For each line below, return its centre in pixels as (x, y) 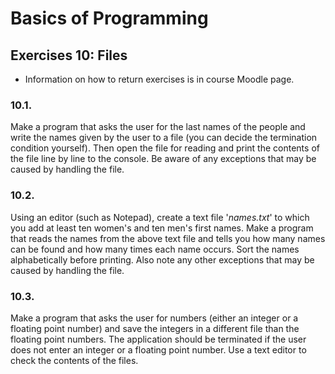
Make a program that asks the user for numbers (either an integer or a (154, 318)
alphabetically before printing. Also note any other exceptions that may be (162, 259)
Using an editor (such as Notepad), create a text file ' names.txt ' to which (160, 217)
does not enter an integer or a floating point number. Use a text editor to (158, 349)
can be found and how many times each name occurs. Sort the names (155, 249)
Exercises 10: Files (69, 55)
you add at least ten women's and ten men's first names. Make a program (162, 228)
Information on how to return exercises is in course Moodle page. (159, 79)
